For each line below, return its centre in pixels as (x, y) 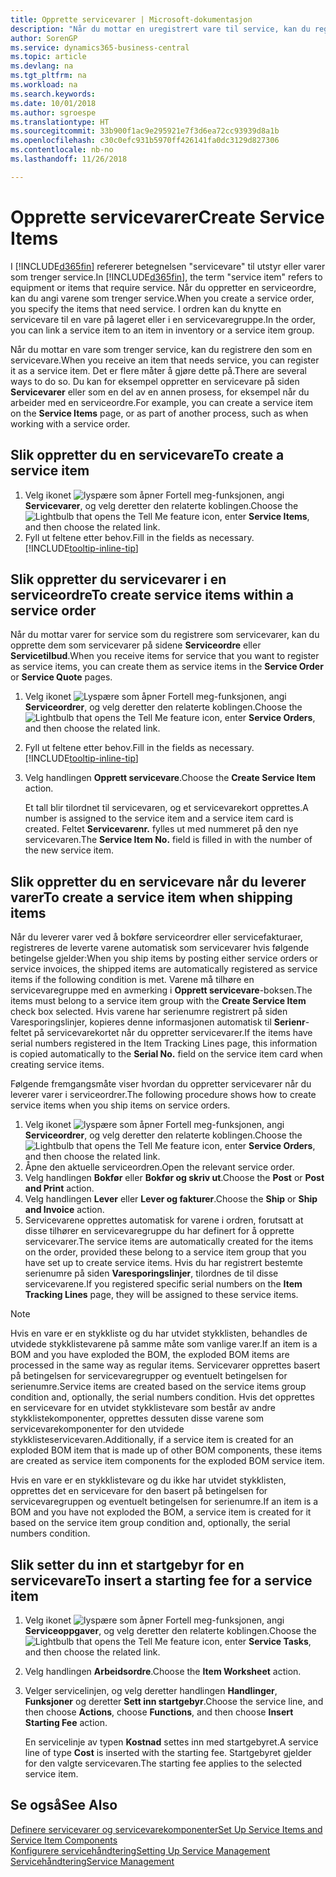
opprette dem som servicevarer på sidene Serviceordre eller (136, 645)
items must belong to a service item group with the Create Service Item (158, 1001)
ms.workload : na (44, 85)
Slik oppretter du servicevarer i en (118, 579)
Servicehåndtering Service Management (92, 1861)
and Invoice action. (64, 1210)
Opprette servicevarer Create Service (167, 217)
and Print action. (59, 1188)
